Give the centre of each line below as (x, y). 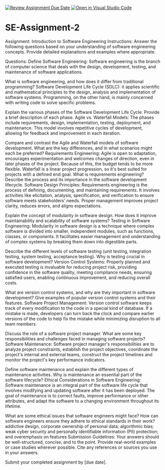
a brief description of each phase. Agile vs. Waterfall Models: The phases (80, 117)
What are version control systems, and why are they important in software (80, 292)
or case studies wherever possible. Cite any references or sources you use (81, 447)
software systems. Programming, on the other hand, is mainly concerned (79, 97)
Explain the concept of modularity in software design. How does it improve (81, 215)
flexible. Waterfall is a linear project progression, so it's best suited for (76, 169)
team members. (21, 324)
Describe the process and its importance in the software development (76, 179)
